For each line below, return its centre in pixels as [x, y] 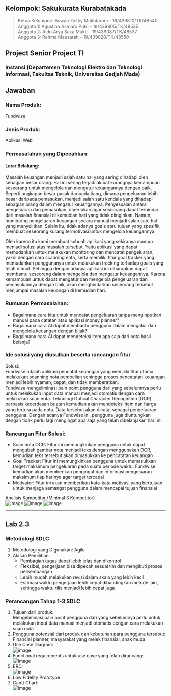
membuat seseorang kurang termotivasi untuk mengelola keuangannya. [81, 231]
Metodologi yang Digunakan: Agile [49, 550]
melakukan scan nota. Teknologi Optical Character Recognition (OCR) [78, 398]
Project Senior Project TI [45, 53]
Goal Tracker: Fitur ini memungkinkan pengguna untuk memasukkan [84, 461]
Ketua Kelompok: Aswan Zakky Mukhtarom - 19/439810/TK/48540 [88, 20]
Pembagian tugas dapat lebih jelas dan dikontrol [70, 561]
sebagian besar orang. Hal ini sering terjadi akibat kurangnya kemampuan [83, 183]
